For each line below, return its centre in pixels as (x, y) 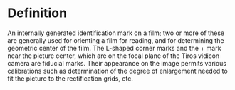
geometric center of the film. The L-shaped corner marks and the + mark (114, 48)
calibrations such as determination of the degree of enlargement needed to (117, 71)
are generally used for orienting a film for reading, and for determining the (116, 40)
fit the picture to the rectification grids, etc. (70, 78)
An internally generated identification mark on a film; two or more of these (116, 33)
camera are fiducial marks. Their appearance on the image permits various (117, 63)
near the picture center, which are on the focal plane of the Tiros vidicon (114, 56)
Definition (37, 13)
